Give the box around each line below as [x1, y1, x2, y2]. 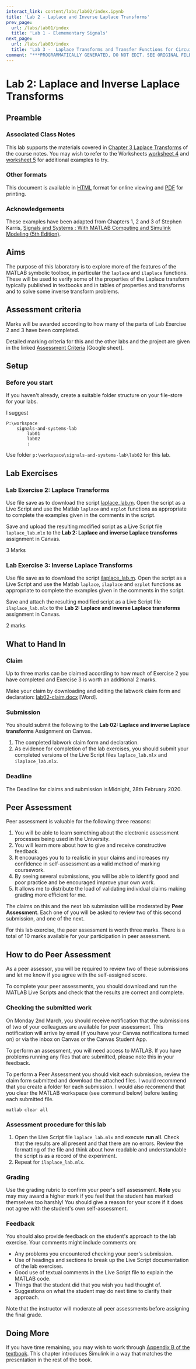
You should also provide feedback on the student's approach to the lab [6, 1233, 177, 1240]
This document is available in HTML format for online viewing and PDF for [6, 184, 184, 191]
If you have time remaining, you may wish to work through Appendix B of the [6, 1344, 190, 1351]
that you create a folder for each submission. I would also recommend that [6, 1083, 185, 1090]
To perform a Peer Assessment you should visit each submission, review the [6, 1071, 190, 1078]
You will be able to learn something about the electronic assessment [14, 829, 179, 836]
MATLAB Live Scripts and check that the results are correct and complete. [6, 989, 184, 996]
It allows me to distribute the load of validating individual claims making [14, 885, 186, 892]
